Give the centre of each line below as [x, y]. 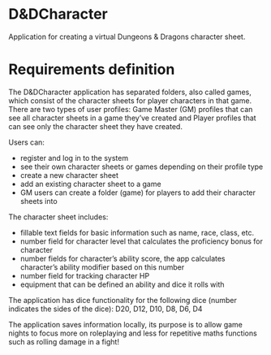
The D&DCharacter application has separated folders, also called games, [130, 92]
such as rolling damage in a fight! [64, 341]
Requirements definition [92, 69]
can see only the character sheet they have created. [95, 126]
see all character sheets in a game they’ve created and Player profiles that [133, 118]
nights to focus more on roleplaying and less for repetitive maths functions [133, 333]
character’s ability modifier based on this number [102, 267]
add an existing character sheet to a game [90, 184]
